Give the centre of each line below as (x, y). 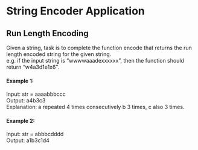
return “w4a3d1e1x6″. (33, 67)
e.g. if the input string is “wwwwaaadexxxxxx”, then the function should (95, 61)
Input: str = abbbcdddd (35, 134)
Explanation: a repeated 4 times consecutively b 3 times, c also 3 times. (95, 107)
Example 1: (20, 81)
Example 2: (21, 120)
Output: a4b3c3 (26, 101)
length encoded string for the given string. (59, 54)
